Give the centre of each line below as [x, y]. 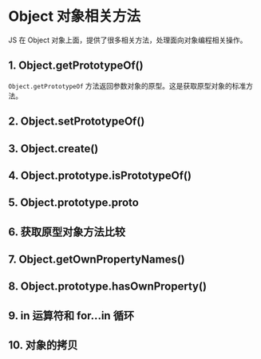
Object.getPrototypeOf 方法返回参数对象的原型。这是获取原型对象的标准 [127, 85]
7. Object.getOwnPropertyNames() [97, 260]
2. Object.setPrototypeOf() [77, 122]
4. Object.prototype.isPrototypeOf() [100, 175]
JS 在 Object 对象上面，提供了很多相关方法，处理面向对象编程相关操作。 [128, 40]
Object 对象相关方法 [75, 16]
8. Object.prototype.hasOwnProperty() [108, 287]
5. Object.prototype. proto [74, 203]
